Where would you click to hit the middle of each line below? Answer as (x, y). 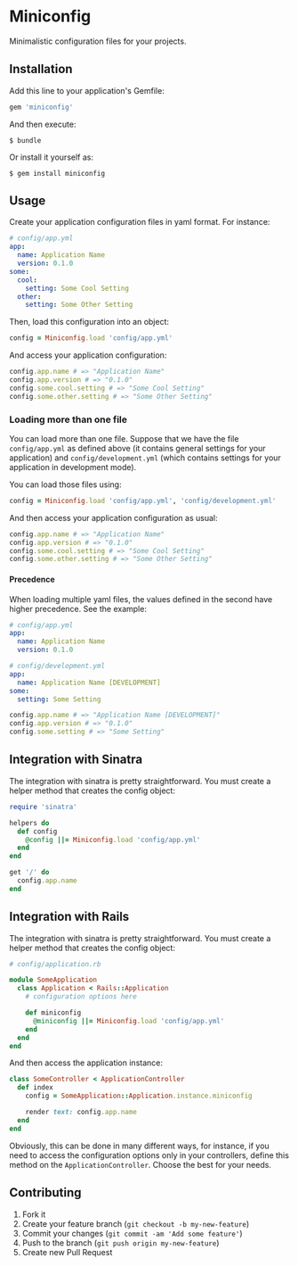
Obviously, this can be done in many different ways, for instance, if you (139, 1146)
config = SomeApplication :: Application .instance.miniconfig (139, 1096)
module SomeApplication (53, 980)
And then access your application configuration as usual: (113, 517)
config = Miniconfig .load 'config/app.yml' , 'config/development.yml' (143, 501)
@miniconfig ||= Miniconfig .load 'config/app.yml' (129, 1021)
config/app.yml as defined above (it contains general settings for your (137, 448)
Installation (41, 69)
